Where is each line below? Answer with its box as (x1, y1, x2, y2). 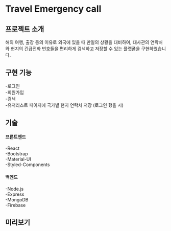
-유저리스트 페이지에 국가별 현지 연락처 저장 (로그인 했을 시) (5, 102, 124, 108)
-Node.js (5, 186, 24, 192)
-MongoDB (5, 196, 29, 202)
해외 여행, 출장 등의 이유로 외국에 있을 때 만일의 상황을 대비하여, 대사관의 (5, 39, 150, 45)
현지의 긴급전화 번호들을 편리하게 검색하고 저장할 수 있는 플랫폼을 (10, 45, 140, 52)
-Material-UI (5, 156, 32, 163)
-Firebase (5, 202, 26, 208)
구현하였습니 (141, 45, 166, 52)
